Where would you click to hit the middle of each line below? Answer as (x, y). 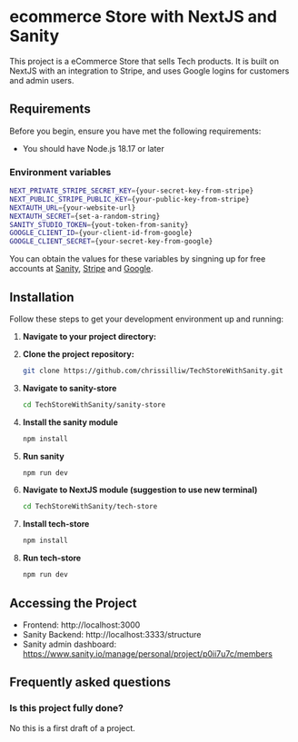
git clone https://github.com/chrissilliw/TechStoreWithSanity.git (153, 371)
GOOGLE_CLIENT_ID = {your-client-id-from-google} (101, 233)
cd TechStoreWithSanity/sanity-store (94, 405)
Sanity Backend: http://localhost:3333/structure (112, 634)
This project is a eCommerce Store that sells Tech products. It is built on (144, 61)
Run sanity (44, 456)
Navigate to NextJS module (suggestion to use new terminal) (140, 490)
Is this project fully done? (67, 708)
